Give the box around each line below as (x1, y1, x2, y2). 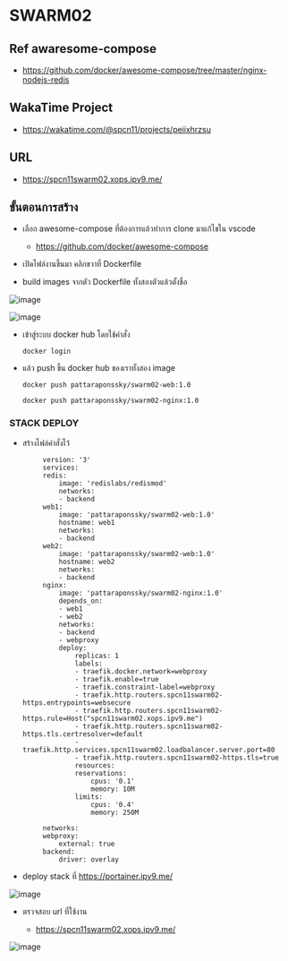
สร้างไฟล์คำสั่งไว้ (21, 437, 70, 448)
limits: (74, 792, 103, 802)
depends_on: (58, 596, 103, 605)
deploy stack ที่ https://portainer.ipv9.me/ (21, 871, 174, 881)
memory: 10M (90, 785, 136, 794)
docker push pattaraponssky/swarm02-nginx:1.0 (21, 396, 199, 406)
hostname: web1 (58, 518, 115, 527)
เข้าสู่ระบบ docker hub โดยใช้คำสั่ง (21, 329, 131, 340)
